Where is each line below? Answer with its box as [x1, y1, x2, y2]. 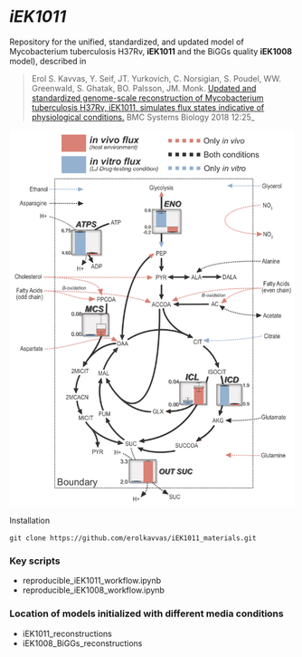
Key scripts [9, 555, 61, 567]
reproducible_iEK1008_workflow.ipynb [22, 585, 165, 595]
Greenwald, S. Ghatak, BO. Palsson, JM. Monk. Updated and [31, 82, 257, 93]
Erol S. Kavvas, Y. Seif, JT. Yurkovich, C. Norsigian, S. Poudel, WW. [31, 72, 282, 83]
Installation [9, 515, 51, 527]
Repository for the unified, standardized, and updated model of [9, 36, 244, 47]
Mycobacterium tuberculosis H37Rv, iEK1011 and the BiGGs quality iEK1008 [9, 45, 292, 56]
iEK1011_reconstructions [22, 628, 113, 639]
